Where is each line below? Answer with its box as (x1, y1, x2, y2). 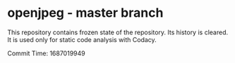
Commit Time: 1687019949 (7, 49, 86, 57)
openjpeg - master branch (7, 5, 164, 21)
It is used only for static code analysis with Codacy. (7, 35, 157, 43)
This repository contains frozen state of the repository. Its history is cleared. (7, 28, 228, 36)
